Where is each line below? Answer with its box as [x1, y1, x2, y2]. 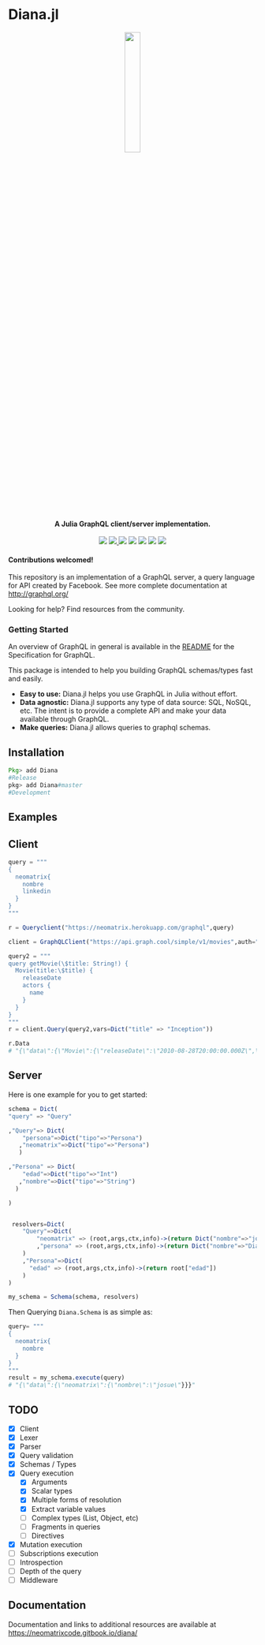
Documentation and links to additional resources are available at [8, 1619, 217, 1629]
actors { [22, 982, 51, 990]
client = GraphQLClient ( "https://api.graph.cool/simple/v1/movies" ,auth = [8, 938, 256, 946]
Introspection [19, 1557, 63, 1567]
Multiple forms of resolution [31, 1495, 122, 1505]
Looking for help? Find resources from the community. [8, 605, 185, 614]
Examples [8, 811, 58, 824]
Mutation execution [19, 1539, 83, 1549]
